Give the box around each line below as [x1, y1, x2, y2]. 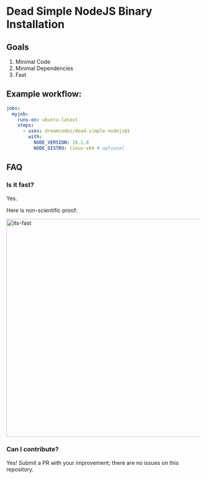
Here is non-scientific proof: [6, 206, 78, 214]
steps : [17, 122, 34, 128]
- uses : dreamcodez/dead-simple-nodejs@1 [22, 128, 131, 134]
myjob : [12, 111, 29, 117]
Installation [6, 17, 65, 31]
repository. [6, 465, 34, 473]
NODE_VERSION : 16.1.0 [33, 139, 89, 146]
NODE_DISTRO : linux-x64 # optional [33, 145, 124, 151]
